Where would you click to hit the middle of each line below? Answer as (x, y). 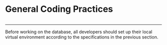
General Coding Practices (59, 9)
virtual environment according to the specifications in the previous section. (82, 37)
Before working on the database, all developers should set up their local (79, 32)
